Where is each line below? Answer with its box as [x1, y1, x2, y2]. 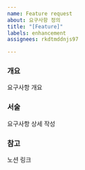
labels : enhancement [7, 29, 67, 37]
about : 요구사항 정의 [7, 17, 61, 24]
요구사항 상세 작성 [7, 119, 55, 128]
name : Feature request [7, 10, 73, 17]
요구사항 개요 [7, 83, 43, 92]
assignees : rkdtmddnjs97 [7, 36, 79, 43]
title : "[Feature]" [7, 23, 64, 30]
